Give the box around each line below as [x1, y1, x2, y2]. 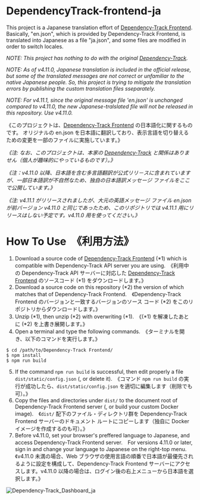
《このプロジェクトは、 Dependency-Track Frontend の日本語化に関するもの [6, 121, 193, 129]
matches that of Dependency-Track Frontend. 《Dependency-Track [14, 290, 182, 297]
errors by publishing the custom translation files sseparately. [6, 85, 156, 92]
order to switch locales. [6, 43, 64, 50]
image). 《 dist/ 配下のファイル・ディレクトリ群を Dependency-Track [14, 410, 187, 417]
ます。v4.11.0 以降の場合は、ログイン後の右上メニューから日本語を [25, 467, 189, 474]
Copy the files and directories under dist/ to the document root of [14, 396, 178, 403]
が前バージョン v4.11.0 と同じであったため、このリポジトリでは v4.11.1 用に [6, 204, 189, 211]
